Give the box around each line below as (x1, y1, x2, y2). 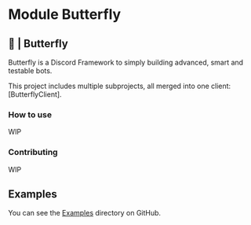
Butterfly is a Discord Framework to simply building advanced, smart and (8, 57, 244, 67)
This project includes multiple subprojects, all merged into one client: (8, 81, 231, 90)
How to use (8, 109, 53, 120)
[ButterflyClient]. (8, 90, 62, 99)
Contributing (8, 147, 58, 158)
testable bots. (8, 66, 53, 76)
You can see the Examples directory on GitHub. (8, 208, 162, 218)
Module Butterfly (8, 6, 122, 24)
